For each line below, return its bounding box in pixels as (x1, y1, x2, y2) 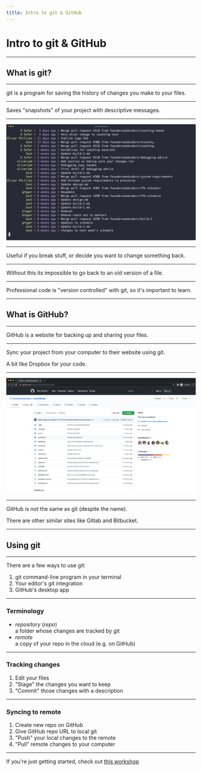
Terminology (6, 607, 44, 616)
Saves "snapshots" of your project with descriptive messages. (6, 107, 161, 114)
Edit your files (14, 674, 49, 681)
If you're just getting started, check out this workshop (6, 758, 139, 765)
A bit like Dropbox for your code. (6, 360, 87, 367)
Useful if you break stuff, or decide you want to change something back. (6, 252, 186, 259)
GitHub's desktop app (14, 586, 69, 593)
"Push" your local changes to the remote (14, 734, 116, 741)
